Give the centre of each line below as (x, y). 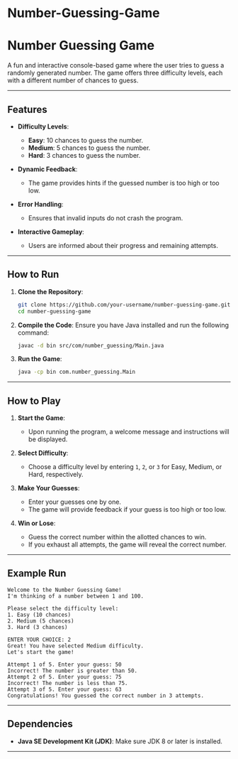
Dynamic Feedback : (47, 169)
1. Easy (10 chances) (39, 615)
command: (33, 333)
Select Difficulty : (43, 453)
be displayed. (48, 439)
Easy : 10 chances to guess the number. (86, 140)
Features (27, 109)
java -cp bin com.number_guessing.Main (76, 372)
